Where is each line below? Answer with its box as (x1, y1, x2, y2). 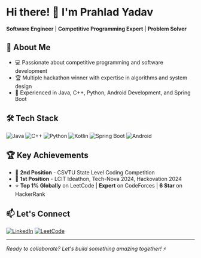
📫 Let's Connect (6, 208, 71, 219)
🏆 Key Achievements (6, 150, 89, 160)
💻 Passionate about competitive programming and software (14, 59, 163, 66)
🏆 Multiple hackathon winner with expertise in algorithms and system (14, 74, 187, 81)
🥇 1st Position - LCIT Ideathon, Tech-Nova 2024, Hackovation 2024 (14, 176, 182, 183)
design (14, 82, 32, 90)
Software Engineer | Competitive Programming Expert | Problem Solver (6, 25, 187, 32)
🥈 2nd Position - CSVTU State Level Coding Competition (14, 169, 156, 176)
